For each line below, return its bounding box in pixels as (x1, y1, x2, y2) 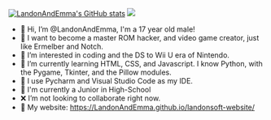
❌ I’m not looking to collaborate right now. (20, 93, 161, 103)
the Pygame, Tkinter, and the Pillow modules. (20, 67, 173, 77)
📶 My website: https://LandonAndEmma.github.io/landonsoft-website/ (20, 102, 255, 112)
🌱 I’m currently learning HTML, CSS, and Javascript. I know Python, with (20, 59, 263, 68)
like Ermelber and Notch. (20, 41, 104, 51)
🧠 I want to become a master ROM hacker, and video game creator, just (20, 33, 260, 42)
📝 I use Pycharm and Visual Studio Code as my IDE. (20, 76, 194, 85)
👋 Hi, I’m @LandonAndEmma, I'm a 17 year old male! (20, 24, 195, 34)
